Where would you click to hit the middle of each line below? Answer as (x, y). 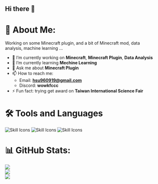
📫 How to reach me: (33, 74)
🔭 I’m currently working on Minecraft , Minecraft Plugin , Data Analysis (82, 58)
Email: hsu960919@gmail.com (50, 80)
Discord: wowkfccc (39, 86)
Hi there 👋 (20, 9)
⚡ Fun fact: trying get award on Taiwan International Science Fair (78, 91)
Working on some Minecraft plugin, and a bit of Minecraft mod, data (72, 43)
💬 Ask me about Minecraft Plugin (45, 68)
